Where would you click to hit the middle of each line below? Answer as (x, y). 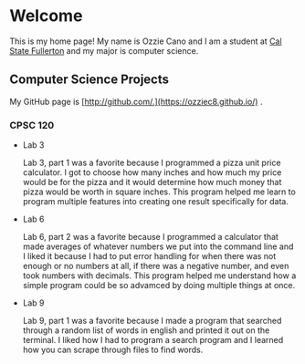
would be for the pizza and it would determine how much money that (152, 182)
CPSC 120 (32, 125)
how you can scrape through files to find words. (113, 350)
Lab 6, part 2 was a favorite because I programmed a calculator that (150, 237)
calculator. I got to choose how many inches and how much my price (152, 172)
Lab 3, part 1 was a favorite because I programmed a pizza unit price (152, 163)
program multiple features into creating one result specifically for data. (156, 202)
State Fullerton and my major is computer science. (104, 50)
